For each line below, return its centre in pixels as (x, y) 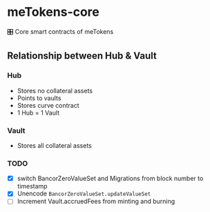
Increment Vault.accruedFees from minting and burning (96, 202)
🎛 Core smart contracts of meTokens (60, 31)
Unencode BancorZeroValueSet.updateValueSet (84, 193)
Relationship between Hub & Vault (82, 56)
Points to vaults (39, 98)
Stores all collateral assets (54, 145)
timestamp (32, 186)
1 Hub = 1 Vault (38, 113)
